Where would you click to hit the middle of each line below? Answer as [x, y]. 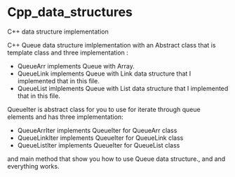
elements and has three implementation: [66, 117]
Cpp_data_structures [70, 12]
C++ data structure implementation [58, 31]
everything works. [33, 166]
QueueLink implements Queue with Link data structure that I [104, 73]
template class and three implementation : [68, 52]
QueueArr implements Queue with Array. [76, 66]
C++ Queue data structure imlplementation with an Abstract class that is [112, 45]
